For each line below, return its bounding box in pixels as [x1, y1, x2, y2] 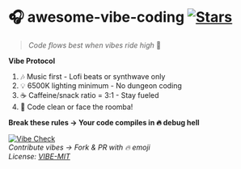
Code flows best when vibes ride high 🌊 [27, 40, 162, 50]
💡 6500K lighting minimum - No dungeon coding [19, 80, 182, 91]
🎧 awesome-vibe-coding [8, 8, 184, 27]
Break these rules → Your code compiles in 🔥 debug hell [8, 117, 200, 127]
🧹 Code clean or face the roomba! [19, 102, 133, 112]
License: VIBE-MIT [8, 151, 70, 161]
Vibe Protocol [8, 56, 55, 65]
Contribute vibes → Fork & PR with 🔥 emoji [8, 142, 151, 152]
